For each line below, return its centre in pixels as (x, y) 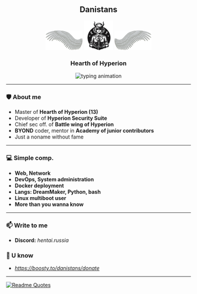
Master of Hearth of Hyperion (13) (56, 112)
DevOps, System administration (54, 179)
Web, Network (33, 173)
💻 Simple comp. (30, 158)
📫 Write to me (27, 225)
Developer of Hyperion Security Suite (61, 118)
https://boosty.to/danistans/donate (57, 268)
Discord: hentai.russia (42, 240)
